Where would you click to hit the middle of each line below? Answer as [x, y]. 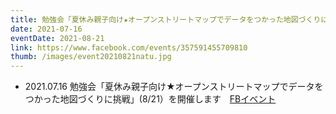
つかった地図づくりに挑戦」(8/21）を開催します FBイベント [150, 99]
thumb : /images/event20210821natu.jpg [91, 57]
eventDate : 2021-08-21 [57, 38]
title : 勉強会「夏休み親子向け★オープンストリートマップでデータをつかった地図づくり [166, 19]
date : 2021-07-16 [46, 29]
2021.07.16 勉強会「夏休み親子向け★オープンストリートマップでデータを [174, 87]
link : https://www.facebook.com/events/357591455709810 [129, 47]
